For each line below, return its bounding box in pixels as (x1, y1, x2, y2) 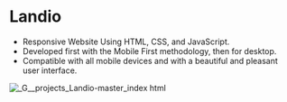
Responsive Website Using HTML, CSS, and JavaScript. (22, 36, 230, 47)
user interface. (22, 65, 78, 76)
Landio (9, 6, 61, 27)
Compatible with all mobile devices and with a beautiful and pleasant (22, 55, 278, 66)
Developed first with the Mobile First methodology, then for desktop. (22, 45, 277, 56)
